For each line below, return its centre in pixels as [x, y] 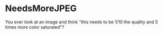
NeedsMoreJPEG [41, 8]
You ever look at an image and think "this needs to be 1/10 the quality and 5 [81, 22]
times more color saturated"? [35, 27]
